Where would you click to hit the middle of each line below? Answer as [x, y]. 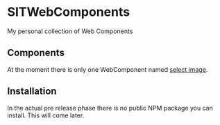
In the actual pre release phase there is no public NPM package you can [110, 108]
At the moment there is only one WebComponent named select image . [108, 69]
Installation [32, 92]
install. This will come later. [46, 115]
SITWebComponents [69, 12]
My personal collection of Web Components [70, 31]
